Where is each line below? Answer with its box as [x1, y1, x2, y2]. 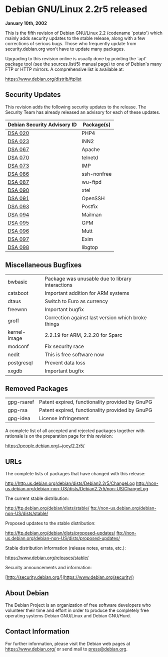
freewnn [7, 306, 27, 313]
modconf [7, 343, 29, 350]
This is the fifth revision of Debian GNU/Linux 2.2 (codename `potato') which [5, 30, 163, 36]
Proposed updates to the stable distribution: [5, 520, 96, 527]
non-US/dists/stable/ [5, 510, 48, 516]
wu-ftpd [81, 178, 101, 185]
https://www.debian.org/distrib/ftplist [5, 76, 81, 82]
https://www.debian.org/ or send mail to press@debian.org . [5, 646, 128, 652]
